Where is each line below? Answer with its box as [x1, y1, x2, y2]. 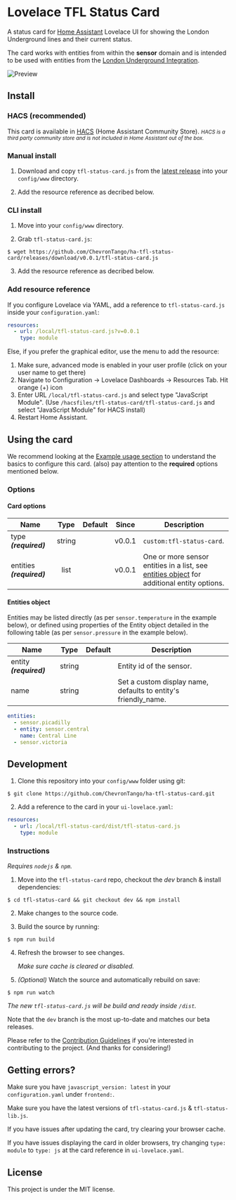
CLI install [7, 205, 42, 215]
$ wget [7, 249, 27, 256]
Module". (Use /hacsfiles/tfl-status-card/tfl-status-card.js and [17, 398, 216, 407]
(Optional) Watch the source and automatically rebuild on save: [17, 976, 200, 984]
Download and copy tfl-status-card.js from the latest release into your [17, 167, 228, 175]
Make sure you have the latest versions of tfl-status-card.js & [7, 1104, 192, 1112]
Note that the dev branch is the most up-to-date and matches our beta [7, 1015, 211, 1024]
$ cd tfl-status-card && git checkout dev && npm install [7, 896, 181, 904]
